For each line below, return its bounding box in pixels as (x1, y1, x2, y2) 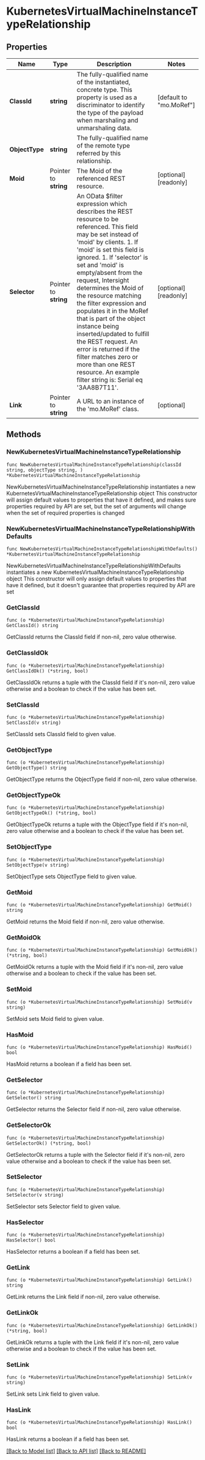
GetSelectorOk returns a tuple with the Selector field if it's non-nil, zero (6, 1151, 185, 1158)
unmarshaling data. (76, 124, 132, 132)
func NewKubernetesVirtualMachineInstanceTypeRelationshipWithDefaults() (6, 546, 198, 552)
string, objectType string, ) (6, 467, 84, 473)
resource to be (76, 215, 119, 223)
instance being (76, 322, 120, 330)
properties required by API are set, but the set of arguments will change (6, 502, 187, 510)
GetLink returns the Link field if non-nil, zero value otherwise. (6, 1293, 160, 1301)
